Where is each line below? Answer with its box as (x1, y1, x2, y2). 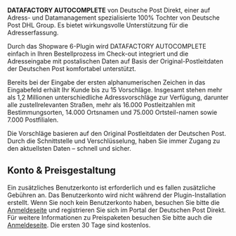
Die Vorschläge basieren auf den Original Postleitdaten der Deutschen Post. (7, 130, 226, 137)
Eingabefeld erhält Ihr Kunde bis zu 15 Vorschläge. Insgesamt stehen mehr (7, 86, 223, 94)
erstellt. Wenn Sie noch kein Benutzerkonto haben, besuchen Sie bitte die (7, 198, 220, 206)
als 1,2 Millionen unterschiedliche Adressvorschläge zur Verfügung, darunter (7, 93, 229, 101)
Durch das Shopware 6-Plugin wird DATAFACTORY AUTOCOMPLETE (7, 42, 207, 50)
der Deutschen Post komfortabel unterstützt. (7, 65, 136, 73)
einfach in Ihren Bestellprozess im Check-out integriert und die (7, 49, 189, 58)
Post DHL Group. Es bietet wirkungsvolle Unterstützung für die (7, 21, 188, 29)
